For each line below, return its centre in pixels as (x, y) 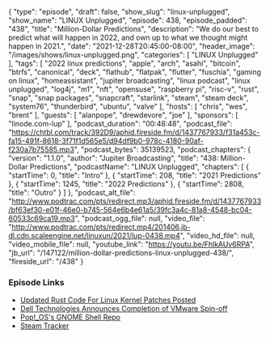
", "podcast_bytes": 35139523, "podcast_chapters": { (162, 150)
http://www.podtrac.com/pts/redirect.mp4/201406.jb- (101, 227)
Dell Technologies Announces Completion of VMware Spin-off (124, 309)
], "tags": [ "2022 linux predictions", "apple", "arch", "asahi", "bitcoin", (124, 63)
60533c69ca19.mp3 (42, 218)
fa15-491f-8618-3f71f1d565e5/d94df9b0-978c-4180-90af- (106, 141)
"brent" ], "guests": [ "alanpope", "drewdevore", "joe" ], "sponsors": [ (123, 115)
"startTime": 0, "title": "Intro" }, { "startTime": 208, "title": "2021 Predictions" (135, 175)
